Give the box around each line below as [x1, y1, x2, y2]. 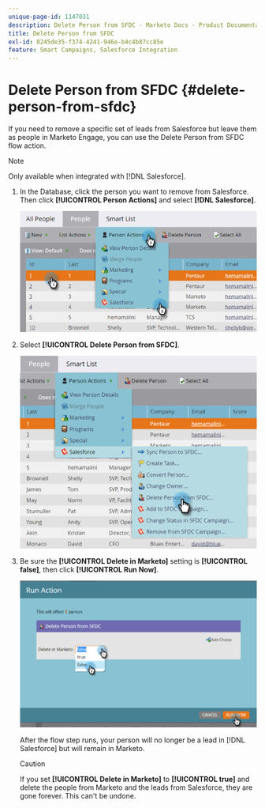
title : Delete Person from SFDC [8, 29, 114, 37]
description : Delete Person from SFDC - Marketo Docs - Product [8, 21, 224, 29]
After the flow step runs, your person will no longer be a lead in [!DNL [19, 735, 246, 745]
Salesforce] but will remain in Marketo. [19, 743, 145, 753]
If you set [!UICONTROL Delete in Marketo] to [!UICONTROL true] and [19, 774, 250, 783]
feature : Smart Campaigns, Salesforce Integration [8, 46, 178, 55]
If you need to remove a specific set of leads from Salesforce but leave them [8, 124, 257, 134]
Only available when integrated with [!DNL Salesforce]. [8, 172, 186, 181]
